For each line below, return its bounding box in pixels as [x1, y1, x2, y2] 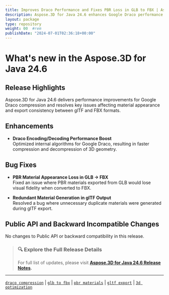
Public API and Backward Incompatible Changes [5, 220, 159, 228]
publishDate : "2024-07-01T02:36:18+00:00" [5, 31, 96, 36]
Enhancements [5, 122, 54, 131]
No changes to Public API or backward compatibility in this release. [5, 233, 144, 240]
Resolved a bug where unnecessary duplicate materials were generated [12, 200, 162, 206]
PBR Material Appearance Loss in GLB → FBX [12, 174, 109, 180]
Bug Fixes [5, 161, 37, 169]
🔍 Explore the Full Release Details [17, 246, 102, 253]
